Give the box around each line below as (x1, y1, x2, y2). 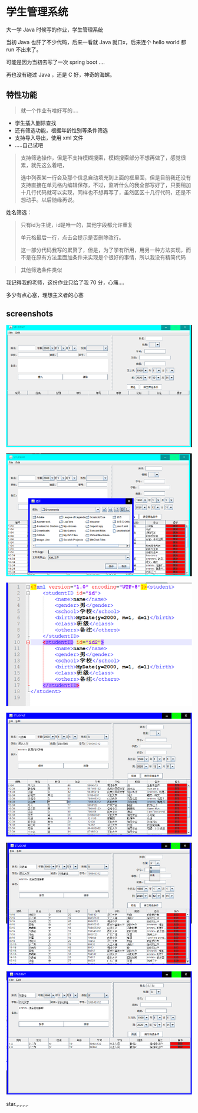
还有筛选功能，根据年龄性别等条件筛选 (14, 126, 108, 133)
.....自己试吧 (14, 141, 43, 148)
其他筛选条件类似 (20, 266, 62, 273)
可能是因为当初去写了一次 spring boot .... (6, 58, 105, 66)
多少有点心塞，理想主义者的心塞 (6, 291, 84, 298)
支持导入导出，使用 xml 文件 (14, 134, 84, 141)
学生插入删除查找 (14, 119, 57, 126)
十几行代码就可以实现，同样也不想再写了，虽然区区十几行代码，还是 (20, 188, 186, 195)
